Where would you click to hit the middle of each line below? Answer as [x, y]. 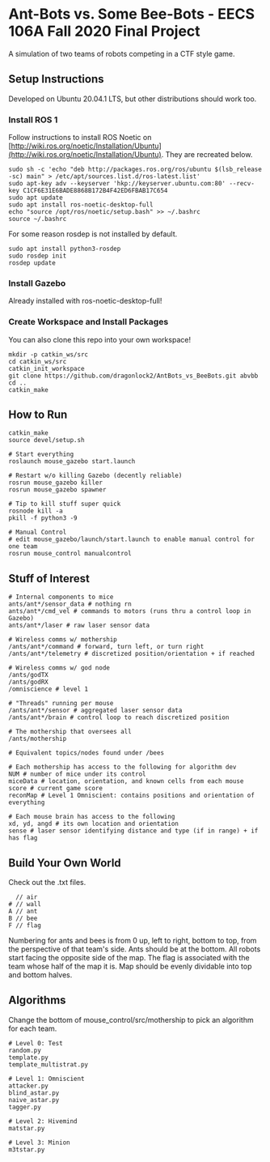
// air [27, 897]
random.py [25, 1050]
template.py [28, 1058]
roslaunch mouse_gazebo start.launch [72, 462]
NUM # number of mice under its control [78, 774]
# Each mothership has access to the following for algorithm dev [122, 767]
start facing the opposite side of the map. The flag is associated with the [129, 958]
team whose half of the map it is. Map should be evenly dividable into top [130, 966]
